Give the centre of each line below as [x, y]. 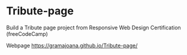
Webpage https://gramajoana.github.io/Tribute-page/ [72, 45]
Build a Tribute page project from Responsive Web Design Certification [93, 27]
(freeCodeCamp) [27, 33]
